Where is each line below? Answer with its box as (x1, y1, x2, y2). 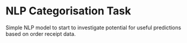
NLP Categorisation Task (5, 4, 131, 18)
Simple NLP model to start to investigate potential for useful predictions (5, 24, 182, 31)
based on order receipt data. (5, 30, 76, 37)
